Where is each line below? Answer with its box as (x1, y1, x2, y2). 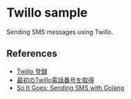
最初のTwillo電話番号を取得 (16, 75, 94, 84)
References (6, 48, 58, 60)
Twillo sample (6, 5, 88, 21)
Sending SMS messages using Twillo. (6, 28, 114, 36)
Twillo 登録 (16, 67, 48, 75)
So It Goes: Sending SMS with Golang (16, 83, 125, 91)
